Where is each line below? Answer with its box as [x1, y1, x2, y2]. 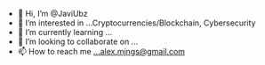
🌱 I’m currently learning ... [17, 27, 113, 37]
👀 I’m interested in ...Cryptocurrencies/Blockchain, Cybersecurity [17, 18, 256, 28]
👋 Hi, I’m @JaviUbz [17, 9, 88, 18]
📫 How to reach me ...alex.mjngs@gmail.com [17, 47, 185, 56]
